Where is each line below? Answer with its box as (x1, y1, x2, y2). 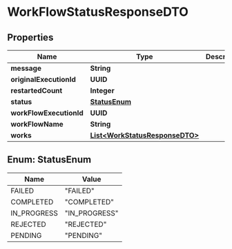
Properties (7, 32, 54, 43)
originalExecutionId (10, 75, 76, 84)
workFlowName (10, 120, 64, 129)
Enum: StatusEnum (7, 154, 92, 166)
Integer (90, 86, 115, 95)
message (10, 63, 41, 73)
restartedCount (10, 86, 63, 95)
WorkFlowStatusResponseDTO (7, 4, 188, 20)
